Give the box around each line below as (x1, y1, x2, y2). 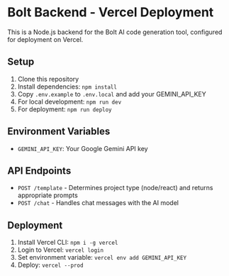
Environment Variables (7, 126, 111, 138)
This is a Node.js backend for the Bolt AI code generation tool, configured (7, 28, 223, 36)
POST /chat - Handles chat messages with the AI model (17, 199, 179, 207)
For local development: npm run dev (17, 97, 122, 106)
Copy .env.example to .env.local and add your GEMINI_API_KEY (17, 89, 207, 98)
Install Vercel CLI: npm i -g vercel (17, 238, 118, 247)
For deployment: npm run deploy (17, 104, 112, 114)
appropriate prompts (17, 191, 78, 199)
